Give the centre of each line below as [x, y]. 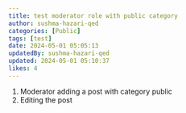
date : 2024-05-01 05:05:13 [54, 46]
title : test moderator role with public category [93, 16]
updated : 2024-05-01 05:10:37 [59, 61]
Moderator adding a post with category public [96, 91]
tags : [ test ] [30, 38]
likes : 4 [23, 69]
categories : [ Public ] [45, 31]
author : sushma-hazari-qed [54, 23]
